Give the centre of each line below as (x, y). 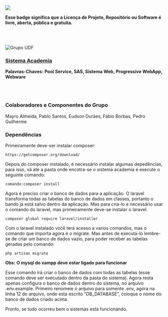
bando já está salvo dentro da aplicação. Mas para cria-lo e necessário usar (84, 204)
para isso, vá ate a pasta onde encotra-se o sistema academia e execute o (83, 169)
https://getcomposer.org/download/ (43, 155)
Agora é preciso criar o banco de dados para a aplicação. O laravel (75, 193)
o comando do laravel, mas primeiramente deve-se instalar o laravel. (76, 209)
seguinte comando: (25, 175)
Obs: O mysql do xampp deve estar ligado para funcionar (66, 263)
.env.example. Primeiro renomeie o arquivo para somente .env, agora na (80, 288)
